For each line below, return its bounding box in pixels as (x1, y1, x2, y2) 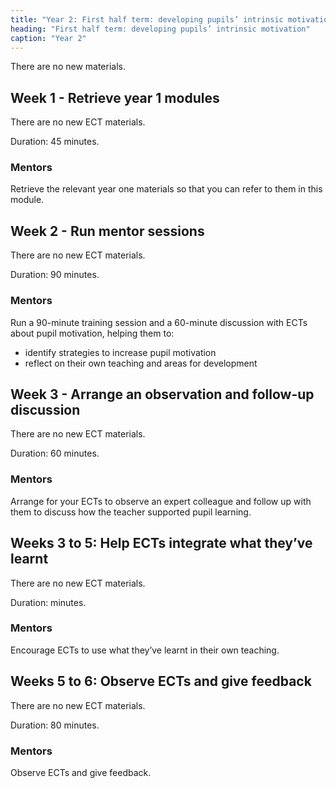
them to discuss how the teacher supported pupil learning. (10, 506, 252, 518)
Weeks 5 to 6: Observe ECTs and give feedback (10, 673, 312, 690)
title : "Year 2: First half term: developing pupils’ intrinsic (10, 14, 284, 25)
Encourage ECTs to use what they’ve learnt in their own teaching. (10, 644, 280, 656)
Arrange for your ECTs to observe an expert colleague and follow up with (10, 495, 312, 507)
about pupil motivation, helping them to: (10, 327, 175, 339)
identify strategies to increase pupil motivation (24, 346, 217, 358)
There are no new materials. (10, 61, 126, 73)
